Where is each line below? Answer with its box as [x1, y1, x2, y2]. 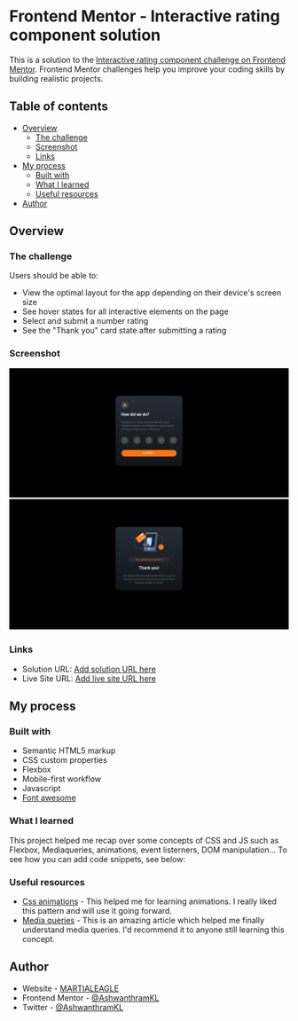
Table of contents [9, 99, 108, 114]
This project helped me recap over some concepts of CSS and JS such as [9, 835, 279, 845]
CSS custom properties [21, 755, 108, 766]
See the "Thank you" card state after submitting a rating [21, 326, 227, 336]
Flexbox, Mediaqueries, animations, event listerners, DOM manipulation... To [9, 844, 288, 855]
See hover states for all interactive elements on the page [21, 306, 229, 317]
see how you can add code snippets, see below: [9, 853, 186, 864]
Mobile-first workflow [21, 774, 102, 784]
